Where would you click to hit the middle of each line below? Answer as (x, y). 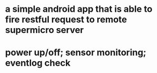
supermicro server (44, 30)
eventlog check (38, 63)
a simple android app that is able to (79, 9)
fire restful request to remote (66, 19)
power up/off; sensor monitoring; (76, 53)
